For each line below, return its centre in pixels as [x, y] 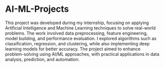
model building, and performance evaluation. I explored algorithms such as [81, 38]
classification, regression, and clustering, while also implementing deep [77, 43]
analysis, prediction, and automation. [42, 59]
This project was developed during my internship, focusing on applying [77, 23]
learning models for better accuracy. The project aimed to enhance [73, 49]
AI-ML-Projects [37, 9]
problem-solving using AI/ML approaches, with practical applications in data [82, 54]
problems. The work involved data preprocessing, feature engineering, [77, 33]
